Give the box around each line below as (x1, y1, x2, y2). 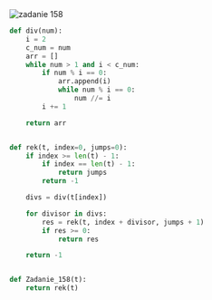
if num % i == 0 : (42, 68, 107, 78)
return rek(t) (25, 284, 79, 293)
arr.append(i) (57, 77, 111, 86)
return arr (25, 118, 67, 128)
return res (57, 235, 100, 244)
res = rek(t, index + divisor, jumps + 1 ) (42, 218, 205, 227)
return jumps (57, 168, 107, 178)
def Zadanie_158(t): (9, 276, 88, 285)
